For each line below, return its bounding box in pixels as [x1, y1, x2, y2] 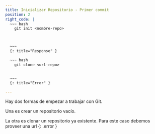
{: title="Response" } [10, 49, 57, 54]
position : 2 [5, 12, 30, 17]
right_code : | [5, 17, 35, 22]
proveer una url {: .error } [5, 123, 57, 129]
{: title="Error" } [10, 80, 51, 85]
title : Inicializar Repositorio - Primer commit [5, 7, 109, 13]
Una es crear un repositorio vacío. [5, 108, 76, 114]
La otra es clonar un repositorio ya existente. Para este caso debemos [5, 118, 150, 124]
